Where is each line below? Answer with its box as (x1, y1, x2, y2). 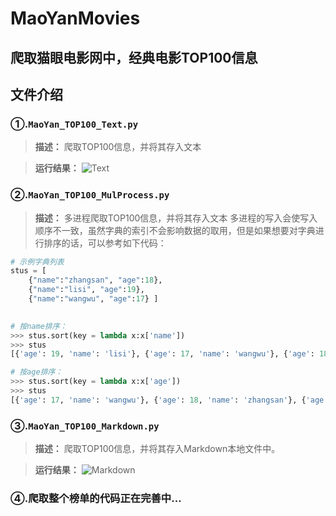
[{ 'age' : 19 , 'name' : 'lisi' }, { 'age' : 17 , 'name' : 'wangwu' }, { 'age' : (10, 349, 315, 359)
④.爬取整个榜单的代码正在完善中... (10, 492, 182, 506)
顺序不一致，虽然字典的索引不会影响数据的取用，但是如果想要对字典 (34, 224, 316, 236)
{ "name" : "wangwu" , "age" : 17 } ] (28, 294, 159, 304)
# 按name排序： (10, 321, 68, 331)
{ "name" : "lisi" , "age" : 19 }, (28, 285, 145, 295)
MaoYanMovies (10, 7, 141, 30)
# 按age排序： (10, 367, 63, 377)
